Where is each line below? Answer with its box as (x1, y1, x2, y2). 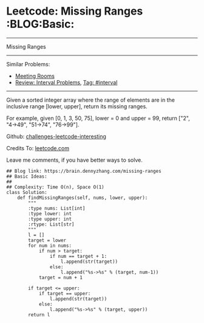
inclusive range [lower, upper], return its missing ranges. (6, 102, 148, 110)
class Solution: (6, 189, 47, 195)
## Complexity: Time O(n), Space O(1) (6, 184, 104, 190)
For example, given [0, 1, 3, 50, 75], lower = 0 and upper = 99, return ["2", (6, 114, 190, 122)
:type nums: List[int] (28, 205, 86, 211)
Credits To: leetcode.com (6, 144, 70, 151)
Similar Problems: (6, 60, 50, 68)
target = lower (28, 237, 67, 243)
